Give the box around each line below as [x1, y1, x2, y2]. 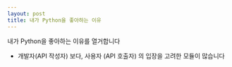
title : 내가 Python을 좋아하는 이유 [7, 17, 102, 24]
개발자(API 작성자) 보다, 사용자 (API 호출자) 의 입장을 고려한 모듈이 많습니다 [17, 52, 225, 60]
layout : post [7, 10, 46, 17]
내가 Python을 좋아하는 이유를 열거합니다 [7, 36, 121, 45]
